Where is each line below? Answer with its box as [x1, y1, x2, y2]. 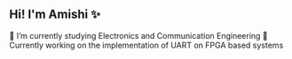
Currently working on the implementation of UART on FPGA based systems [9, 40, 284, 50]
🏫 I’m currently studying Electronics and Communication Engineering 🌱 [9, 30, 268, 41]
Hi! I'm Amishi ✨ [9, 7, 100, 22]
